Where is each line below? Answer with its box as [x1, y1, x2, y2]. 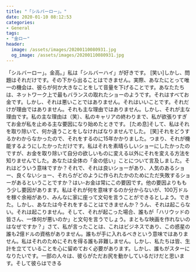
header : [6, 42, 25, 47]
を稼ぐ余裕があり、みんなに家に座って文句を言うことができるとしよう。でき [6, 193, 190, 200]
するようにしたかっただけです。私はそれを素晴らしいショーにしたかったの [11, 142, 190, 149]
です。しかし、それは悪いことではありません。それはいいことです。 [11, 98, 174, 106]
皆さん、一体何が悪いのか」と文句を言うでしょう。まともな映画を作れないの [6, 215, 191, 223]
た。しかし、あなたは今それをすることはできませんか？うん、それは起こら [6, 200, 185, 208]
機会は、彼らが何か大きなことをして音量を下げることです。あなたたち [16, 83, 185, 91]
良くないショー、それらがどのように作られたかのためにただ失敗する [16, 171, 180, 179]
